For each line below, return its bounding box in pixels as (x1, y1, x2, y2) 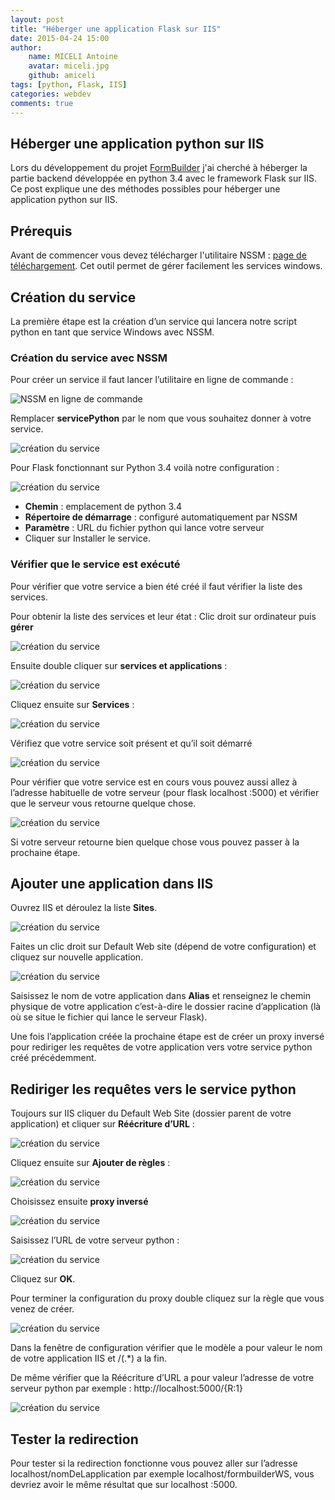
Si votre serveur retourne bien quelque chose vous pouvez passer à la (10, 836, 300, 848)
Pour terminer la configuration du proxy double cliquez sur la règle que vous (10, 1292, 325, 1305)
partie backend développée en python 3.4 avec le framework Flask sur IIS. (10, 172, 317, 185)
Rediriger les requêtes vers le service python (10, 1081, 297, 1098)
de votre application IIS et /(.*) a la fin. (10, 1352, 167, 1365)
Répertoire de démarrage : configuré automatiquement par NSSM (24, 511, 298, 523)
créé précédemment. (10, 1052, 97, 1064)
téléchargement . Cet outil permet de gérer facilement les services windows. (10, 260, 323, 272)
